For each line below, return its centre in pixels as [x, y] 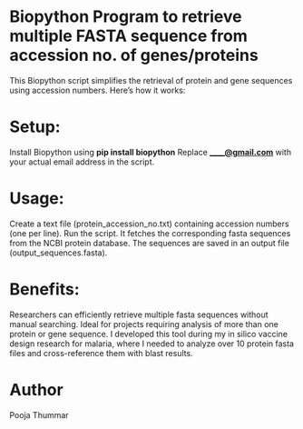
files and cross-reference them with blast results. [101, 353]
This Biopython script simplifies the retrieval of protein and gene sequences [151, 80]
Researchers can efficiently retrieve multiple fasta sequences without [139, 314]
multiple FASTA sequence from [128, 36]
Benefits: [44, 289]
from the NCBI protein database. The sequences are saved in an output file [150, 243]
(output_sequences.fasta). [59, 253]
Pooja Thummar [39, 414]
